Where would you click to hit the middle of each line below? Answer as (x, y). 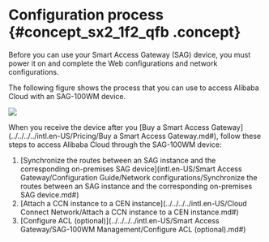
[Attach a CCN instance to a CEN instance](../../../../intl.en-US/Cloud (133, 203)
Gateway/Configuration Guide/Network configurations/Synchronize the (139, 177)
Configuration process (86, 15)
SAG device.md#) (49, 194)
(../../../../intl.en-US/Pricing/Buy (60, 136)
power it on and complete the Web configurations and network (113, 63)
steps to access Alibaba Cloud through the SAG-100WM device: (115, 145)
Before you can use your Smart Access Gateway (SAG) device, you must (130, 54)
